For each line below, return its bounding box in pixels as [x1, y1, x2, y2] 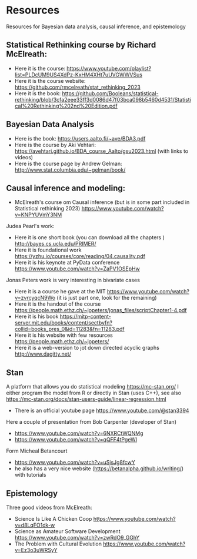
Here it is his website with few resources [14, 332, 113, 339]
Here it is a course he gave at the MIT [14, 288, 106, 295]
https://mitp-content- [59, 313, 112, 320]
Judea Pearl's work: [6, 223, 55, 230]
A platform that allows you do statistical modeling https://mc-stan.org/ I [6, 383, 179, 390]
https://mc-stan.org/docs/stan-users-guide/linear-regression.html [6, 396, 166, 403]
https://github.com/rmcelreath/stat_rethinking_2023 [14, 83, 141, 91]
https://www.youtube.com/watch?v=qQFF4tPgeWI [14, 436, 137, 443]
